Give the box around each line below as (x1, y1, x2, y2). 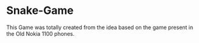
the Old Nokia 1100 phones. (6, 30, 75, 37)
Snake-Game (6, 4, 74, 18)
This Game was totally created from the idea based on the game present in (6, 24, 194, 31)
